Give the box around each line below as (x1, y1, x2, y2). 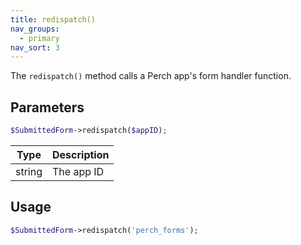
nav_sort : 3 (10, 42, 60, 53)
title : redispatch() (10, 14, 97, 25)
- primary (19, 33, 60, 43)
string (15, 164, 43, 178)
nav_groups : (10, 24, 60, 34)
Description (52, 147, 110, 161)
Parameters (10, 99, 85, 116)
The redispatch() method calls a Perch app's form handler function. (10, 70, 292, 82)
